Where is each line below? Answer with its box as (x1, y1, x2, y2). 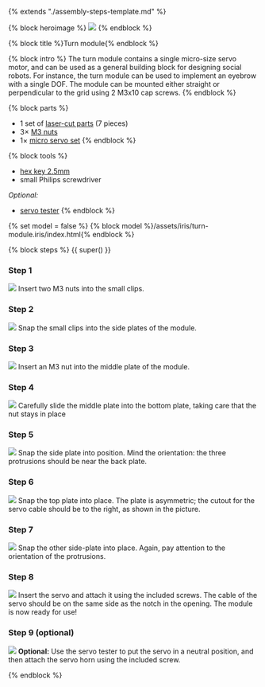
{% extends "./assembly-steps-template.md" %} (8, 7, 167, 16)
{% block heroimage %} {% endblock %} (8, 23, 152, 33)
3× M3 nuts (19, 127, 58, 136)
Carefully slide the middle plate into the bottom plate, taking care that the (17, 401, 256, 411)
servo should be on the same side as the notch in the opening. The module (8, 599, 253, 608)
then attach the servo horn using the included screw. (8, 654, 181, 664)
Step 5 (8, 429, 34, 440)
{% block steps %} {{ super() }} (8, 245, 111, 254)
